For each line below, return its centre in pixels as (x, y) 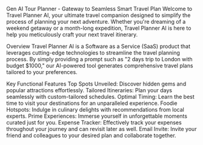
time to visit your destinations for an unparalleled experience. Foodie (92, 103)
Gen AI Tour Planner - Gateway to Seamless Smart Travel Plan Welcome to (99, 9)
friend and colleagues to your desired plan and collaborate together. (92, 135)
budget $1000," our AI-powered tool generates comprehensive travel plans (100, 66)
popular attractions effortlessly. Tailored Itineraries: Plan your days (89, 90)
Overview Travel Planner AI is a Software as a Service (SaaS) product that (98, 46)
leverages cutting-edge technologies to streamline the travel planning (93, 53)
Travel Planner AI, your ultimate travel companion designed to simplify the (98, 15)
